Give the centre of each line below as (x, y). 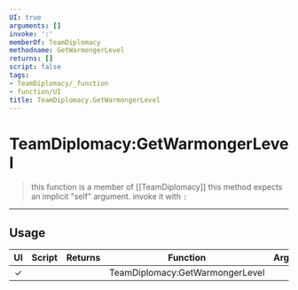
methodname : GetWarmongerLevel (67, 51)
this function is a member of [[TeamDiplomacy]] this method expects (157, 187)
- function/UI (35, 91)
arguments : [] (35, 26)
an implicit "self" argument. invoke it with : (109, 197)
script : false (35, 67)
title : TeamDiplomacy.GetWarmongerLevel (85, 100)
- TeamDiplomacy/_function (59, 83)
